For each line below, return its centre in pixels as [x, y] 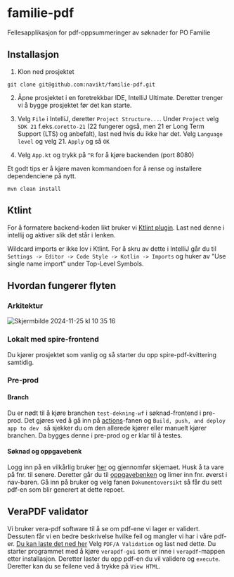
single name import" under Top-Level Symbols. [76, 263]
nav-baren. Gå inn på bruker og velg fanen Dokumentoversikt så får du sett [115, 482]
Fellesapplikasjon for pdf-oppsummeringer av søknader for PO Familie [109, 32]
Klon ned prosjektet [46, 71]
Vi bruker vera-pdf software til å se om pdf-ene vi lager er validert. [104, 528]
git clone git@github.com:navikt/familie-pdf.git [82, 85]
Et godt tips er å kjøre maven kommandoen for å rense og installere [105, 168]
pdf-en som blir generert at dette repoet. [66, 489]
